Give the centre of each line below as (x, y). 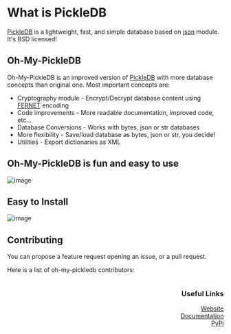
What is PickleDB (57, 13)
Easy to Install (38, 201)
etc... (24, 120)
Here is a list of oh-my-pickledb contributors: (71, 270)
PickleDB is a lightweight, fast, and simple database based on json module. (113, 32)
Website (212, 309)
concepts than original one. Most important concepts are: (89, 85)
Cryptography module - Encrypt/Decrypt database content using (109, 98)
